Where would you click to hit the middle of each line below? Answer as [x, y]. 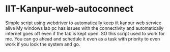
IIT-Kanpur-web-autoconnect [69, 9]
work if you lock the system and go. [43, 44]
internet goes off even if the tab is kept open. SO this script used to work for [85, 33]
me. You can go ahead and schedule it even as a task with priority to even [83, 39]
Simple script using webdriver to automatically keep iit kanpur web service [83, 23]
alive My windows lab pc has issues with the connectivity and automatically [84, 28]
